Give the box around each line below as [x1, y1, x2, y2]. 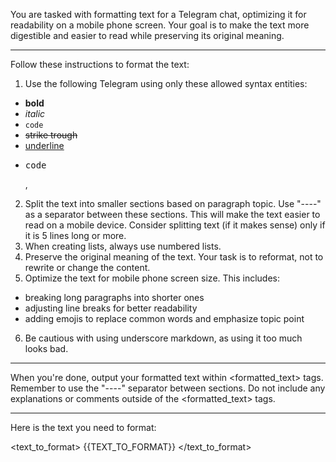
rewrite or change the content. [24, 262, 151, 273]
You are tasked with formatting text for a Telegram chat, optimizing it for [10, 9, 307, 20]
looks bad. [24, 343, 69, 354]
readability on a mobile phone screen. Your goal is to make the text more [10, 19, 310, 31]
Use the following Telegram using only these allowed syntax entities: [24, 78, 308, 89]
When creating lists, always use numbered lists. [24, 240, 222, 252]
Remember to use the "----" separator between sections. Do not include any [10, 382, 326, 394]
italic [24, 108, 46, 119]
